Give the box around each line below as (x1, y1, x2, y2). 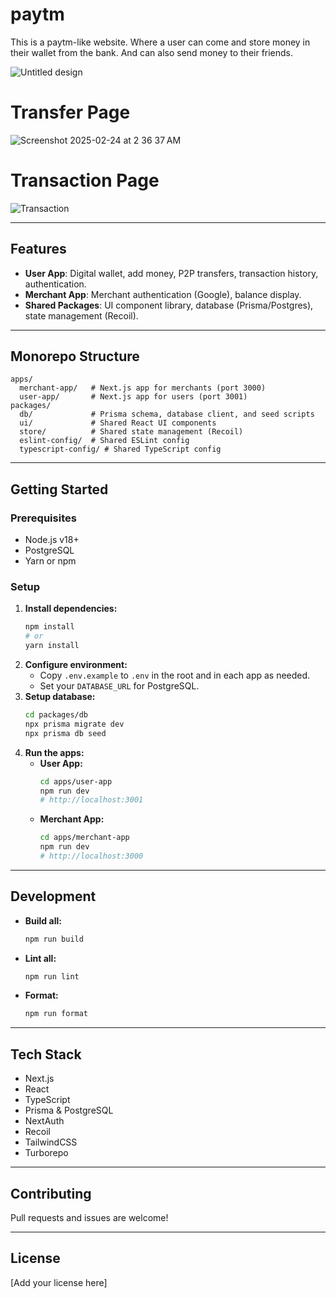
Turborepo (24, 1147, 69, 1159)
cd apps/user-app (39, 776, 113, 787)
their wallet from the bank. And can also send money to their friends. (10, 46, 294, 58)
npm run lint (24, 971, 80, 982)
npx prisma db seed (24, 728, 107, 738)
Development (10, 888, 97, 905)
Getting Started (10, 481, 109, 498)
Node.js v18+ (24, 534, 80, 546)
